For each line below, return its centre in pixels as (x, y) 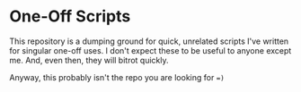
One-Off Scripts (70, 17)
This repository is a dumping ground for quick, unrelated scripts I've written (149, 41)
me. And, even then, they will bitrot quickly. (89, 60)
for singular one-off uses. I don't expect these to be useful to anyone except (150, 50)
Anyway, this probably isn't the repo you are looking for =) (117, 77)
